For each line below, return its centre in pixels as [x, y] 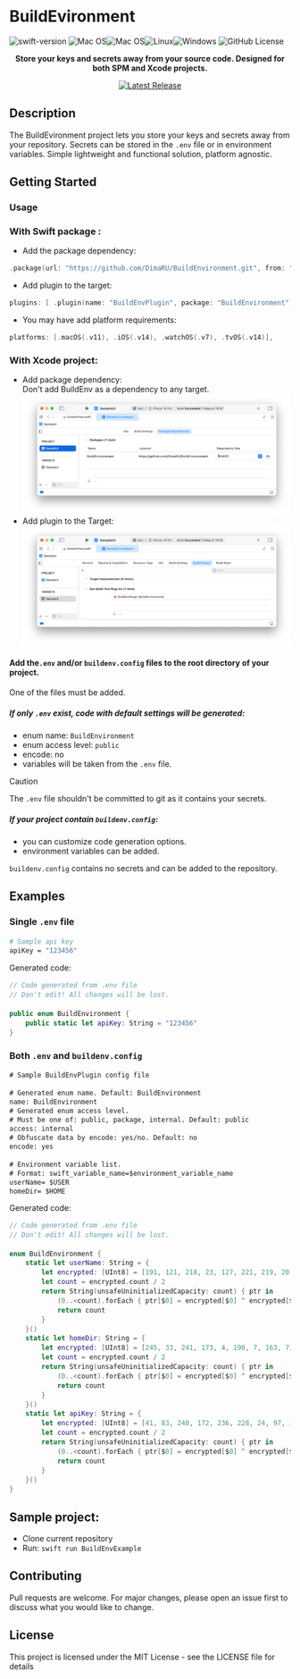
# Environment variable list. [66, 1164]
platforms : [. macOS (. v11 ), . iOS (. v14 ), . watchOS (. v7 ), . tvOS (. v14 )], [142, 338]
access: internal [42, 1129]
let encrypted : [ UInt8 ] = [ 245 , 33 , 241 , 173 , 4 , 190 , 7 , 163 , [162, 1348]
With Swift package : [55, 231]
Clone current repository [67, 1539]
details [21, 1666]
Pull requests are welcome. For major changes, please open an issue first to [149, 1598]
